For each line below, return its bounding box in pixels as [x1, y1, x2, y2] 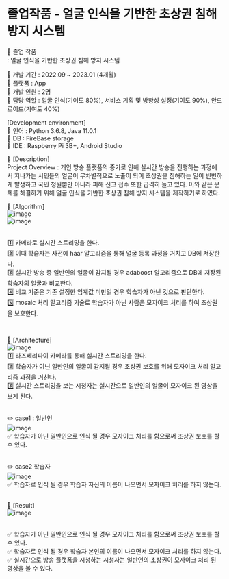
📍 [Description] [7, 155, 50, 163]
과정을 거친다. [19, 373, 57, 381]
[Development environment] [7, 118, 87, 127]
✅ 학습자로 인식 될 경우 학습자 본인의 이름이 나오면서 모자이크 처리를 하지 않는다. [7, 547, 222, 555]
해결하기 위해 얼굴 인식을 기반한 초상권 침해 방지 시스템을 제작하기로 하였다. [19, 188, 221, 197]
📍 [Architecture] [7, 336, 53, 344]
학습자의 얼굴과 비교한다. [7, 279, 73, 287]
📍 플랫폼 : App [7, 79, 46, 87]
